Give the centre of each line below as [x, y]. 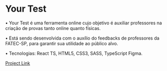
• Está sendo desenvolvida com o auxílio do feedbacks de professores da [82, 38]
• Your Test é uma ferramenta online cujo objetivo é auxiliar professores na [84, 23]
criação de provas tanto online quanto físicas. [53, 28]
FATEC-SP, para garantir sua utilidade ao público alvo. [62, 43]
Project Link [18, 63]
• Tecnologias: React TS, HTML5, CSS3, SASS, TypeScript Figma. [74, 53]
